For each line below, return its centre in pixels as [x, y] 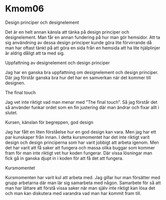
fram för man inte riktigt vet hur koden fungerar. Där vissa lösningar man [79, 153]
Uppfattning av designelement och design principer [58, 63]
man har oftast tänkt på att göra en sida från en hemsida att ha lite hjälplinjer [83, 48]
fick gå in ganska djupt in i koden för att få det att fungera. [64, 158]
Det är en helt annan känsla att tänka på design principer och [67, 32]
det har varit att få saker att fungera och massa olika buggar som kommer [80, 147]
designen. [15, 83]
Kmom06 [25, 9]
